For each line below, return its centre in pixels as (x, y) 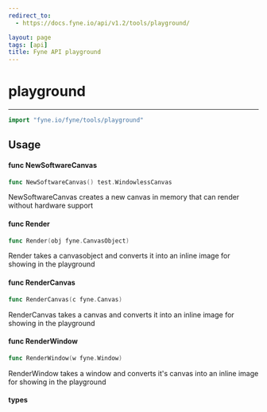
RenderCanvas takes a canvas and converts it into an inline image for (121, 314)
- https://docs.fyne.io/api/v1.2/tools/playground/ (103, 23)
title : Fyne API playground (55, 52)
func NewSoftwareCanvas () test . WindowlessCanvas (90, 182)
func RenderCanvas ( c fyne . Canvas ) (66, 299)
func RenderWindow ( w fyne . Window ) (66, 358)
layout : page (30, 37)
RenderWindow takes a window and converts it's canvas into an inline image (133, 373)
